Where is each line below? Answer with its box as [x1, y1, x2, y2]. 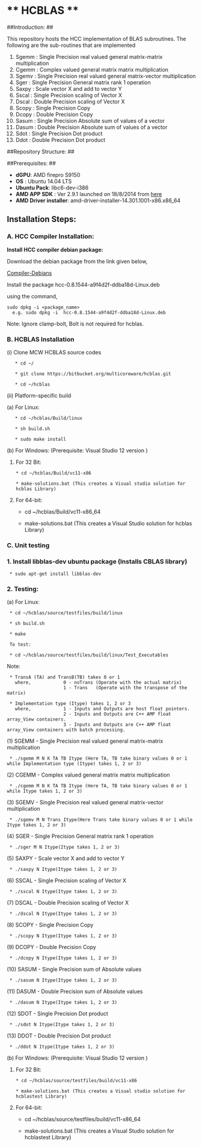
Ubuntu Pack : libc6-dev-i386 [15, 184, 89, 191]
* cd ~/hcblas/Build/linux [14, 415, 83, 421]
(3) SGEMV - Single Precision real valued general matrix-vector [7, 799, 164, 806]
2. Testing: [7, 585, 39, 593]
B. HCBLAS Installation [7, 335, 75, 343]
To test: [9, 642, 32, 648]
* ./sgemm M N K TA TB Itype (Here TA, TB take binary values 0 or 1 [9, 755, 188, 761]
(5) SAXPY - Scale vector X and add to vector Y [7, 855, 125, 862]
